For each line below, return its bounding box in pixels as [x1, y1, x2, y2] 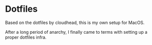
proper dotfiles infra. [5, 34, 47, 40]
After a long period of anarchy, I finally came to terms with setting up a [5, 29, 148, 35]
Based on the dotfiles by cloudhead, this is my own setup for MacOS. [5, 20, 145, 25]
